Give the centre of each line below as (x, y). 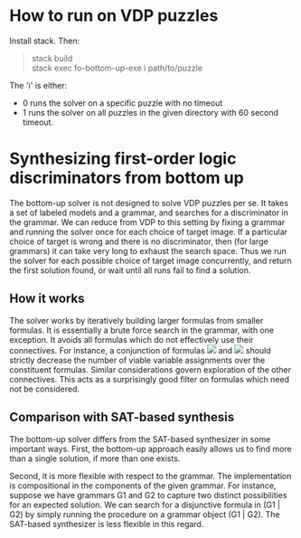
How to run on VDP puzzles (114, 16)
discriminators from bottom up (127, 178)
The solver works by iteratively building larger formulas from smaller (136, 320)
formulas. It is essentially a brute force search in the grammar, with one (141, 330)
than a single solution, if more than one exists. (95, 458)
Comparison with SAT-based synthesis (122, 417)
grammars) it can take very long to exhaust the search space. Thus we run (148, 250)
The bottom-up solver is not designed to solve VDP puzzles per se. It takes (149, 203)
